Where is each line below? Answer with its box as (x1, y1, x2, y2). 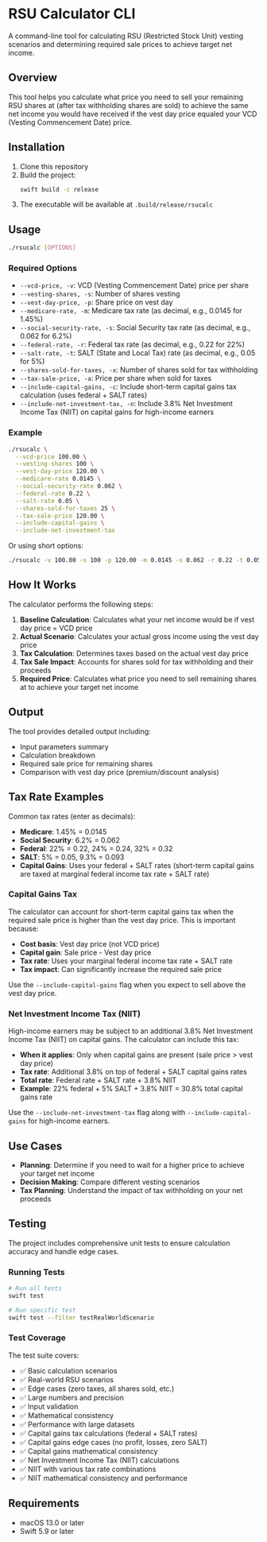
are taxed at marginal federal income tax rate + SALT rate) (19, 869, 210, 878)
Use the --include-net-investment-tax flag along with (8, 1108, 186, 1118)
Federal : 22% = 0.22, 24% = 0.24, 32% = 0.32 (19, 843, 173, 853)
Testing (8, 1217, 47, 1230)
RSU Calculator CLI (8, 5, 136, 23)
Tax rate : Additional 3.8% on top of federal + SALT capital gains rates (19, 1067, 248, 1077)
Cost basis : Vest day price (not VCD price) (19, 939, 161, 948)
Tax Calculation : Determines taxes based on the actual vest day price (19, 649, 249, 658)
